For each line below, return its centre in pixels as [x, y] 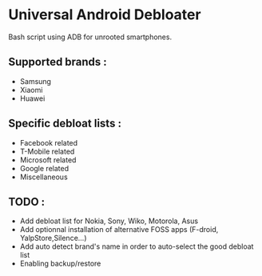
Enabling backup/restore [60, 264]
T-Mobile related [47, 151]
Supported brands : [58, 62]
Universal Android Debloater [105, 15]
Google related [44, 168]
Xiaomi [31, 90]
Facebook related [49, 142]
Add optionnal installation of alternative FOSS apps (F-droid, [119, 230]
